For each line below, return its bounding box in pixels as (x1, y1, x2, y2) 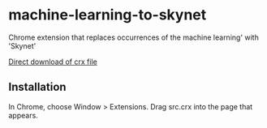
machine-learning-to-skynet (8, 6, 207, 24)
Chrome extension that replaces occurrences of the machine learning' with (8, 32, 260, 42)
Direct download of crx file (8, 57, 97, 66)
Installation (8, 80, 67, 94)
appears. (8, 110, 38, 120)
